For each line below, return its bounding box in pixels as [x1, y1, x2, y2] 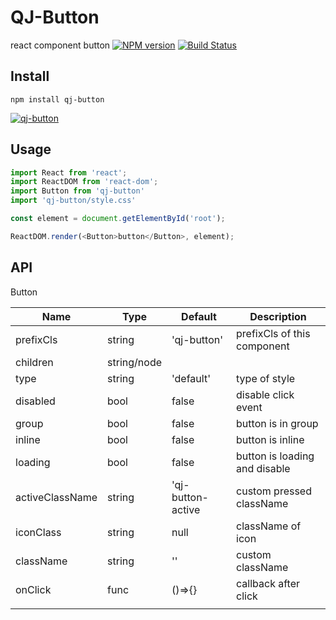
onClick [15, 582, 52, 596]
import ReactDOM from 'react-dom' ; [10, 177, 159, 187]
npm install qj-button [10, 94, 105, 105]
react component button [10, 39, 111, 51]
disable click [236, 387, 295, 401]
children [15, 355, 54, 369]
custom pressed [236, 484, 312, 498]
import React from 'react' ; [10, 167, 128, 178]
